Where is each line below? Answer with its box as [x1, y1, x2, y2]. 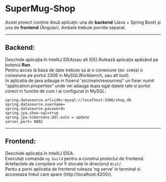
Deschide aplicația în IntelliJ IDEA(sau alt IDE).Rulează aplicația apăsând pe [5, 56, 159, 62]
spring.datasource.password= [5, 106, 65, 111]
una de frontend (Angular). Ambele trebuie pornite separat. [5, 24, 126, 30]
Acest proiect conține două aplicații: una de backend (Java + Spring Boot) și [5, 19, 161, 25]
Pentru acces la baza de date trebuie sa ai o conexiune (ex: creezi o [5, 67, 143, 73]
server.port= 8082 [5, 119, 43, 124]
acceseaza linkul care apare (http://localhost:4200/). [5, 171, 113, 177]
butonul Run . [5, 62, 32, 68]
